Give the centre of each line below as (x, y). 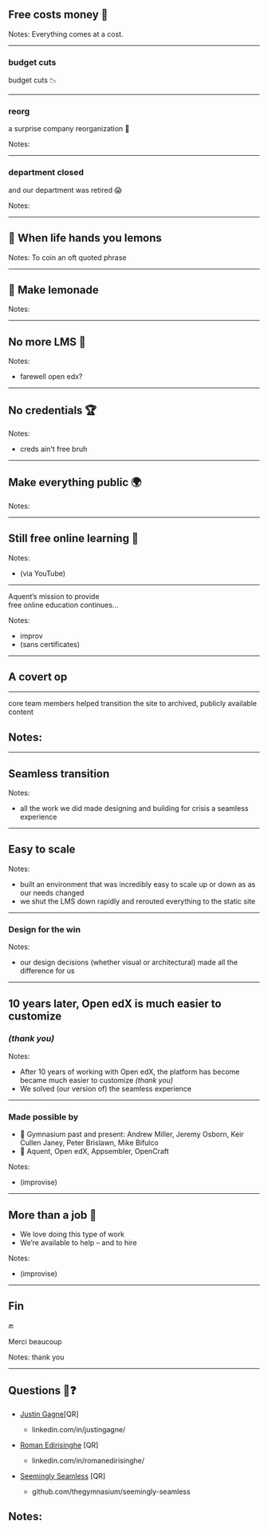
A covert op (38, 677)
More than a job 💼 (53, 1215)
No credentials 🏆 (53, 410)
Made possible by (43, 1116)
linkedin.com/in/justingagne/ (79, 1429)
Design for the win (45, 929)
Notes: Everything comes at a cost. (66, 34)
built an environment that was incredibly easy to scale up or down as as (138, 884)
